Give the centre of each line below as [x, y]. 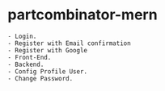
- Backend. [26, 64]
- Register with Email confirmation [69, 43]
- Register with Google [48, 50]
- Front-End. [30, 57]
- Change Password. [40, 78]
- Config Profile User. [48, 71]
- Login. [22, 36]
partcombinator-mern [83, 15]
